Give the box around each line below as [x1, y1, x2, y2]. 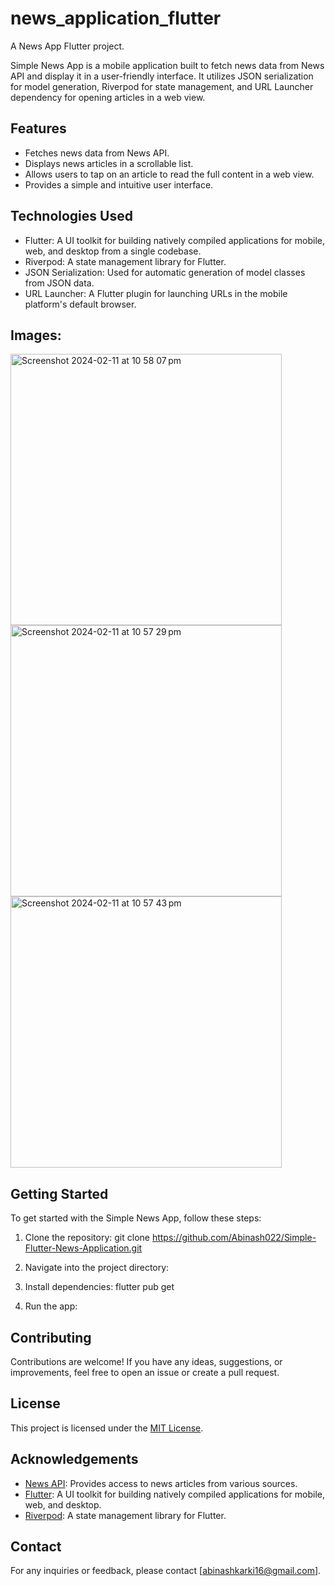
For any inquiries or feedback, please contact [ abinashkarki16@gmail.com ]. [10, 1565, 322, 1577]
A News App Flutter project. [10, 40, 125, 52]
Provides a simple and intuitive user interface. [24, 178, 214, 191]
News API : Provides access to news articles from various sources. [24, 1477, 298, 1489]
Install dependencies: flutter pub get [24, 1281, 175, 1293]
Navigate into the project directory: [24, 1262, 170, 1274]
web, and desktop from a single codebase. [24, 245, 202, 257]
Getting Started [10, 1185, 109, 1202]
